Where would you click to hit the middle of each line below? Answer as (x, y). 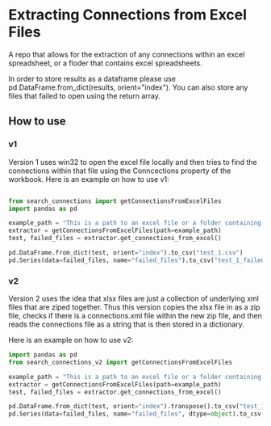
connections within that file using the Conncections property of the (120, 171)
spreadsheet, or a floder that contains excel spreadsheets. (106, 63)
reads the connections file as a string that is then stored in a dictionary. (126, 324)
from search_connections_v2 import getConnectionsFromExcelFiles (120, 362)
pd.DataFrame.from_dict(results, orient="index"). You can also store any (128, 87)
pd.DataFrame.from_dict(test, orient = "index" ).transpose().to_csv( (124, 407)
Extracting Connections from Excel (128, 15)
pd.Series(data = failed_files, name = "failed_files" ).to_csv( (112, 260)
